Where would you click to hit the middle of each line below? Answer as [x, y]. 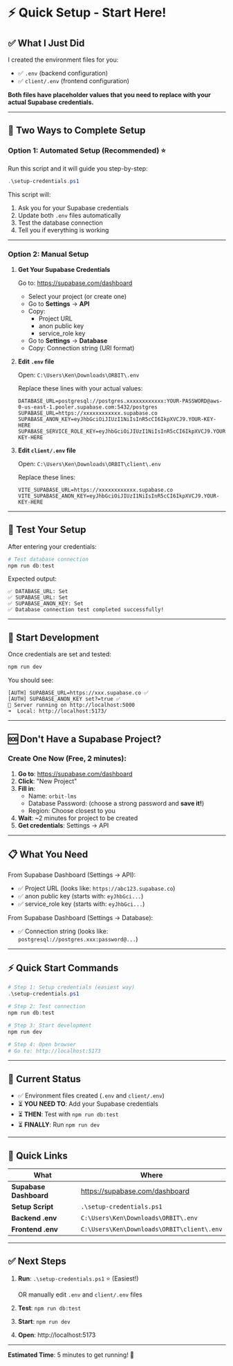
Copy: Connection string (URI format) [81, 348]
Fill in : [27, 788]
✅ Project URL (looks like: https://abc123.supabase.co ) [96, 888]
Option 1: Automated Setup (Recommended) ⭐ [87, 151]
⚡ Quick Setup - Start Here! [87, 13]
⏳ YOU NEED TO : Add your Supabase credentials [88, 1104]
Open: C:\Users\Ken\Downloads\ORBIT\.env [78, 375]
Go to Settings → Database [68, 341]
